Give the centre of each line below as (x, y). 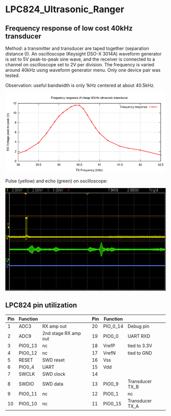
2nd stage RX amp (62, 333)
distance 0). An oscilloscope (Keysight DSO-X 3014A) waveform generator (83, 54)
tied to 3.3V (140, 346)
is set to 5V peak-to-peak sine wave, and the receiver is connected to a (80, 59)
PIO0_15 (112, 403)
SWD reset (54, 360)
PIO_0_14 (113, 326)
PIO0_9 (111, 384)
